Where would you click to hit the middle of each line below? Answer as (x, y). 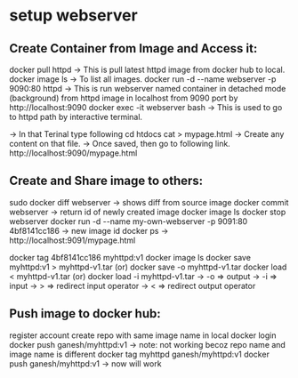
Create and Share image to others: (106, 181)
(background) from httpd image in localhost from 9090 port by (124, 98)
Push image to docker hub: (85, 314)
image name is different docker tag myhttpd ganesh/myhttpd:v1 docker (139, 354)
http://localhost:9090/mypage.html (73, 153)
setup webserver (73, 16)
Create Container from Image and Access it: (133, 48)
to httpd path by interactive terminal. (76, 117)
